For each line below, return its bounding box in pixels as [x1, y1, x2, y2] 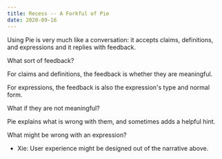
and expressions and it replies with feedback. [7, 43, 137, 51]
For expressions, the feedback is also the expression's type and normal [7, 83, 210, 91]
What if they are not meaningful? [7, 104, 100, 112]
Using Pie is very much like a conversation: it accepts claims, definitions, [7, 35, 214, 44]
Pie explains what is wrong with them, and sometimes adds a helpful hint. [7, 117, 216, 125]
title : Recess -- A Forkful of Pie [7, 10, 110, 17]
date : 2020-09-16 [7, 17, 57, 24]
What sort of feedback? [7, 56, 74, 64]
